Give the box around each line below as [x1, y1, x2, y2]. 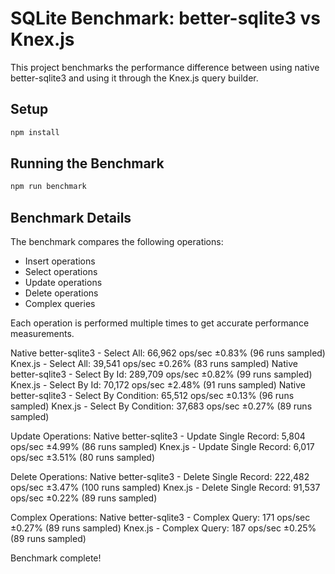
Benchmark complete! [10, 552, 102, 564]
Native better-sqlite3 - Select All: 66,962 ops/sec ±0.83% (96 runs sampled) [10, 347, 326, 359]
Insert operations [24, 255, 96, 267]
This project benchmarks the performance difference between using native [10, 61, 320, 73]
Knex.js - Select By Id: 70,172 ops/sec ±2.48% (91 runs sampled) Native [10, 379, 306, 391]
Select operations [24, 266, 98, 278]
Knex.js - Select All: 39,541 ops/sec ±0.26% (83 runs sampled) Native [10, 358, 298, 370]
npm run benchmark [10, 182, 87, 192]
